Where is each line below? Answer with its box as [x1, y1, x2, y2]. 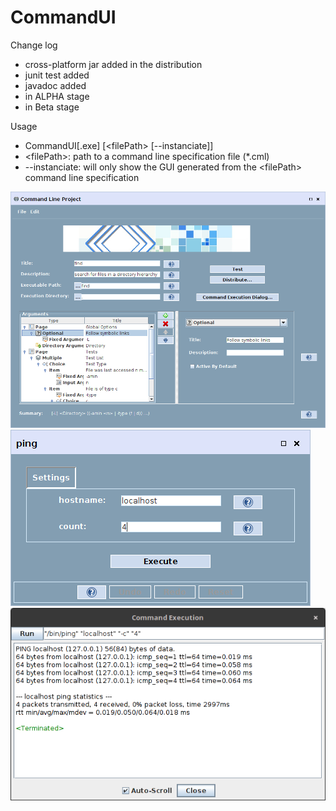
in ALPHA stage [24, 90, 90, 102]
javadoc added [24, 79, 87, 91]
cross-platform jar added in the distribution [24, 58, 203, 70]
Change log [10, 39, 58, 51]
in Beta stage [24, 101, 80, 113]
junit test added [24, 69, 90, 81]
